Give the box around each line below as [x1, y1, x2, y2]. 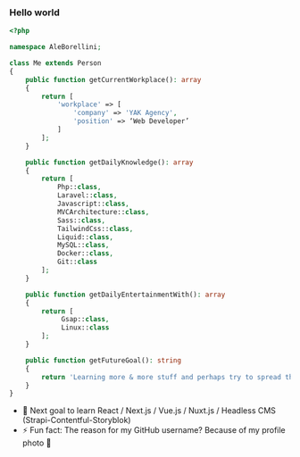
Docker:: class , [56, 249, 114, 258]
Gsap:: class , [61, 315, 110, 324]
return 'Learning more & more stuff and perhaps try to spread [41, 372, 281, 381]
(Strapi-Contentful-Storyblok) [21, 415, 131, 426]
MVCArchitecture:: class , [56, 207, 150, 216]
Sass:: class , [56, 216, 105, 225]
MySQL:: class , [56, 241, 110, 250]
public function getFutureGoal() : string [25, 355, 181, 365]
